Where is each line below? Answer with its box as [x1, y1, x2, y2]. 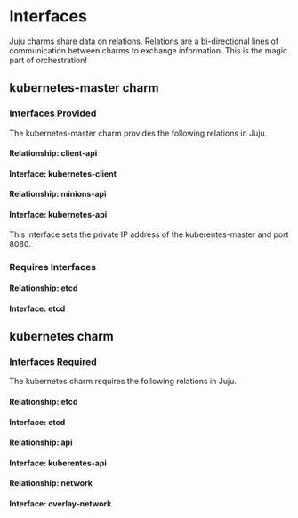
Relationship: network [9, 478, 93, 489]
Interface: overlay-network [9, 497, 112, 509]
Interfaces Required [9, 356, 97, 368]
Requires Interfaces [9, 260, 96, 273]
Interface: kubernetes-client [9, 168, 117, 179]
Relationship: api [9, 437, 73, 448]
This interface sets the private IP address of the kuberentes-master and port [9, 229, 289, 240]
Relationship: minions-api [9, 189, 107, 200]
